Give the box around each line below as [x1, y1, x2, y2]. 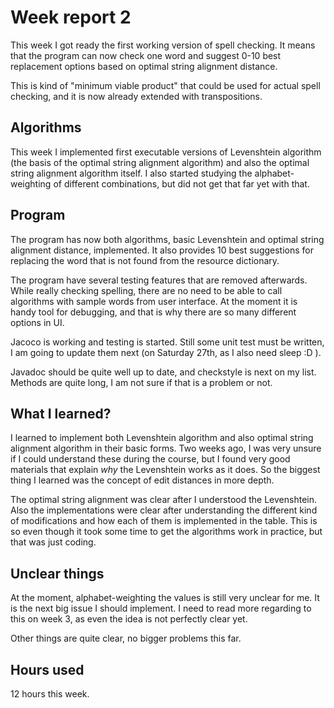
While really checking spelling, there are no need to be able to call [10, 284, 283, 296]
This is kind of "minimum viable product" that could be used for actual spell [10, 79, 321, 91]
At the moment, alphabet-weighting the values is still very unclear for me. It [10, 592, 320, 604]
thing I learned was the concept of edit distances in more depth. [10, 474, 275, 486]
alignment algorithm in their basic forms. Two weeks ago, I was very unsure [10, 442, 322, 455]
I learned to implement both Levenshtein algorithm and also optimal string [10, 432, 314, 444]
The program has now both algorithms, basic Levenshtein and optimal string [10, 233, 325, 245]
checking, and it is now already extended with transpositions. [10, 90, 263, 102]
